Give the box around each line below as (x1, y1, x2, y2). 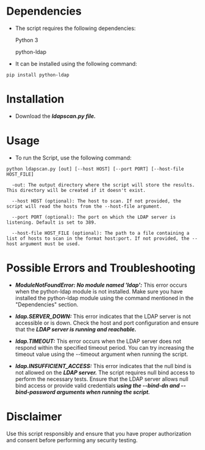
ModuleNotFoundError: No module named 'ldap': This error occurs (15, 281, 187, 289)
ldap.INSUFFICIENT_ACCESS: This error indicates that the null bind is (15, 362, 192, 369)
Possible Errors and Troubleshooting (6, 261, 196, 275)
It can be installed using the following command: (15, 60, 137, 67)
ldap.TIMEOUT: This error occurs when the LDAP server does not (15, 337, 182, 345)
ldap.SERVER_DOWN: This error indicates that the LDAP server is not (15, 312, 191, 320)
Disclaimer (6, 410, 62, 423)
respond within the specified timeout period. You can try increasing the (15, 344, 194, 351)
